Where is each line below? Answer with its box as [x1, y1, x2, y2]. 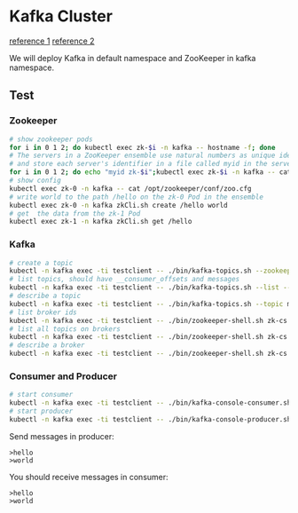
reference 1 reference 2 [9, 36, 95, 46]
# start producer [9, 406, 74, 416]
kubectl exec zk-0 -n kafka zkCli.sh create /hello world [9, 201, 228, 209]
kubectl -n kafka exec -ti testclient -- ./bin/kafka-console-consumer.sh [9, 399, 292, 407]
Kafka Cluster [9, 6, 114, 27]
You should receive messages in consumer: [9, 471, 169, 482]
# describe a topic [9, 291, 82, 301]
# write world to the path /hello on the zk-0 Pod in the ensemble [9, 193, 264, 201]
